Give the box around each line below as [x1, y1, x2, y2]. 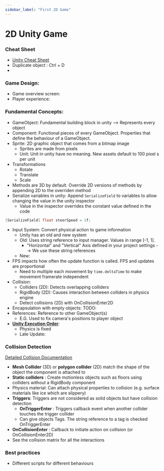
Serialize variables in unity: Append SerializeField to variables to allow [12, 193, 157, 198]
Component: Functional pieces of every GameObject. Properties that [12, 130, 151, 136]
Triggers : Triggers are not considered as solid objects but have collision [12, 395, 158, 401]
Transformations [12, 161, 46, 167]
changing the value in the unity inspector [12, 197, 95, 204]
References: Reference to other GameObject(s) [12, 310, 108, 316]
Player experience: [12, 96, 50, 102]
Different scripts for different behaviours [12, 460, 94, 467]
